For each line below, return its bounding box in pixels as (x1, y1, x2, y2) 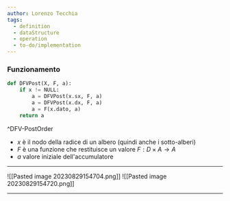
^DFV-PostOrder (7, 124, 53, 132)
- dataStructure (13, 29, 60, 36)
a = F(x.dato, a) (31, 106, 81, 113)
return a (19, 112, 44, 119)
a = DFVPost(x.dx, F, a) (31, 99, 103, 106)
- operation (13, 36, 48, 43)
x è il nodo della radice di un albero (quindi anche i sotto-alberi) (16, 138, 196, 146)
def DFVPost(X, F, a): (7, 80, 72, 87)
